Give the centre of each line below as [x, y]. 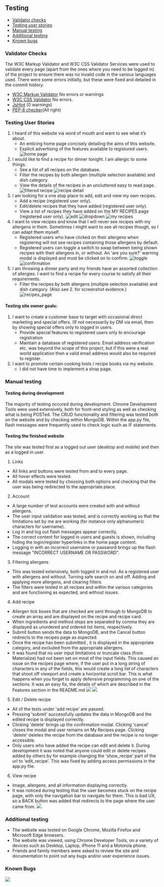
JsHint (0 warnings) [32, 105]
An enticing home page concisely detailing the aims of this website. [87, 144]
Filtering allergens [30, 562]
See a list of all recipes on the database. [60, 170]
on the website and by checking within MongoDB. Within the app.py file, [78, 420]
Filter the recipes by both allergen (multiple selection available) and [87, 175]
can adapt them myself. [36, 232]
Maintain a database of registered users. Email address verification [87, 343]
